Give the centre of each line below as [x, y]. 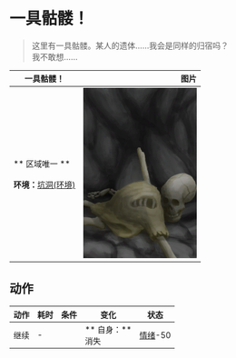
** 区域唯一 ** [42, 164]
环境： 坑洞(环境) [44, 184]
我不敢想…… [54, 56]
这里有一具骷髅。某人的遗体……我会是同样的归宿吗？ [130, 45]
